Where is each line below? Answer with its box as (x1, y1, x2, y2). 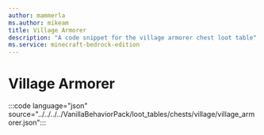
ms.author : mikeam (8, 19, 69, 27)
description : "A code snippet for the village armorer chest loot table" (8, 33, 258, 42)
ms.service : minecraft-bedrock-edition (8, 41, 140, 49)
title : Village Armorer (8, 26, 87, 34)
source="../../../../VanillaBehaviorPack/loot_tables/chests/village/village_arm (8, 110, 255, 119)
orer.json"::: (8, 118, 47, 127)
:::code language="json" (8, 101, 88, 111)
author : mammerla (8, 11, 66, 20)
